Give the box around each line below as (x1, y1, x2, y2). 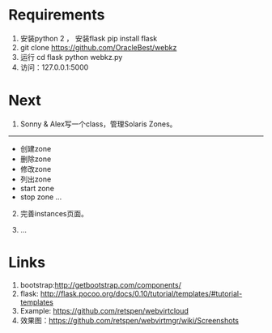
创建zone (19, 143, 52, 153)
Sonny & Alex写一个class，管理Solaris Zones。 (19, 119, 177, 129)
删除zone (19, 154, 52, 164)
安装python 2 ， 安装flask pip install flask (19, 33, 158, 43)
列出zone (19, 174, 52, 184)
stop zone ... (19, 192, 62, 202)
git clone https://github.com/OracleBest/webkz (19, 42, 177, 52)
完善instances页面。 (19, 208, 89, 218)
